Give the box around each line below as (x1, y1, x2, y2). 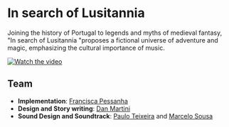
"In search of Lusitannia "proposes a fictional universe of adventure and (7, 35, 218, 44)
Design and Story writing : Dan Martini (17, 104, 130, 113)
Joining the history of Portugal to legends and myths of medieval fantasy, (7, 28, 223, 37)
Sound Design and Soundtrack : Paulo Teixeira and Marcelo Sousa (17, 111, 213, 120)
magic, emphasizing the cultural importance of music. (7, 43, 165, 52)
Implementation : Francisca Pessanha (17, 96, 128, 105)
